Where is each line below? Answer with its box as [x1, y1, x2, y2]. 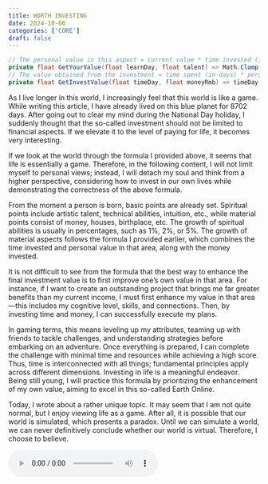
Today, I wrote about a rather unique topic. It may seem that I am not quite [8, 399, 251, 409]
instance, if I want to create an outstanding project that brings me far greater [8, 283, 260, 293]
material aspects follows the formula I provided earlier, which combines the [8, 234, 255, 244]
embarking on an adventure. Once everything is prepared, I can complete [8, 342, 250, 351]
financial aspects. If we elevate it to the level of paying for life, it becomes [8, 126, 250, 136]
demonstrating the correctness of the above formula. [8, 185, 183, 194]
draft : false [8, 34, 52, 42]
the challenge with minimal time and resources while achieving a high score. [8, 350, 259, 360]
